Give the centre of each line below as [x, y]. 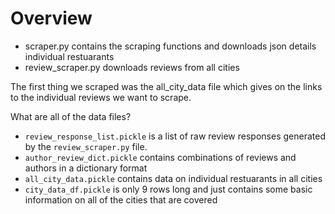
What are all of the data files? [71, 116]
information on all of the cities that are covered [121, 199]
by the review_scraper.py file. [86, 146]
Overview [51, 18]
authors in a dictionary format [86, 168]
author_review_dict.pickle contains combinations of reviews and [160, 157]
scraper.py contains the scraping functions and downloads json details [170, 46]
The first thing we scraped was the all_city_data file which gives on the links [166, 86]
